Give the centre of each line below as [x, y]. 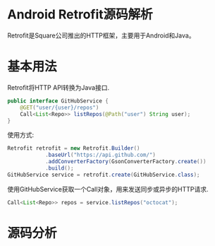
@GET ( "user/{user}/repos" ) [60, 107]
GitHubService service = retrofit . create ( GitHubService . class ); [104, 175]
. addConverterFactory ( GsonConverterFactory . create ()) [125, 162]
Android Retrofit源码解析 [80, 14]
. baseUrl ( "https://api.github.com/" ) [100, 155]
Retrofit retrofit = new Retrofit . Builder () [74, 148]
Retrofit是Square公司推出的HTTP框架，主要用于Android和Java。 [101, 35]
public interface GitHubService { [58, 101]
